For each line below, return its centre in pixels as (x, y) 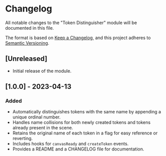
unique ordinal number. (36, 117)
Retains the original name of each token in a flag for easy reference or (85, 133)
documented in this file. (30, 28)
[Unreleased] (26, 59)
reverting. (22, 138)
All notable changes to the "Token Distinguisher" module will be (71, 23)
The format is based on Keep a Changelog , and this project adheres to (78, 38)
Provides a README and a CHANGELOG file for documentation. (78, 149)
